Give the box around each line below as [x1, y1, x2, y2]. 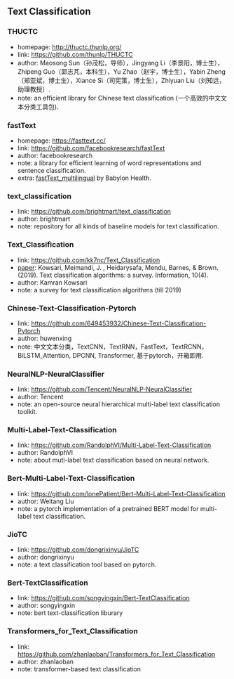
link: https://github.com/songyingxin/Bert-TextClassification [17, 594, 191, 602]
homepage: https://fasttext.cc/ [17, 136, 106, 145]
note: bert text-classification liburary [17, 609, 123, 617]
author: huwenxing [17, 334, 72, 342]
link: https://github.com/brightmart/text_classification [17, 207, 172, 216]
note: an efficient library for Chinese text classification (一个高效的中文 [17, 93, 221, 102]
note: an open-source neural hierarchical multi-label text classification [17, 400, 221, 408]
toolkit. [17, 408, 38, 416]
